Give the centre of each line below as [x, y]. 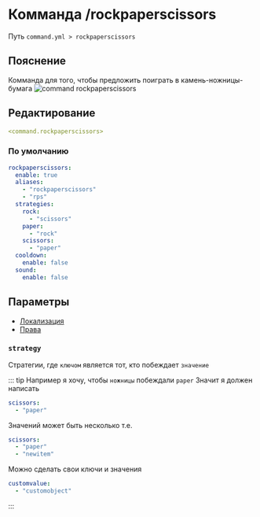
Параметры [39, 302]
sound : [26, 270]
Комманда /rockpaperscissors [112, 15]
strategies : [35, 205]
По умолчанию [38, 151]
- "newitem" [35, 454]
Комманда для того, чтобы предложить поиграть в [93, 79]
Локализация [42, 321]
